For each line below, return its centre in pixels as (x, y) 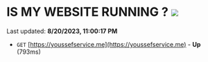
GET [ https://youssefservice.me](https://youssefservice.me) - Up (109, 44)
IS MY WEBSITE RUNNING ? (88, 12)
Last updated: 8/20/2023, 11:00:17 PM (62, 31)
